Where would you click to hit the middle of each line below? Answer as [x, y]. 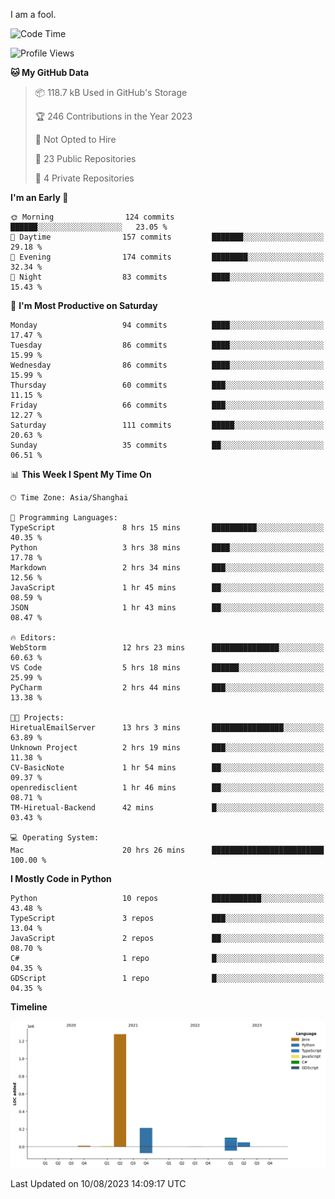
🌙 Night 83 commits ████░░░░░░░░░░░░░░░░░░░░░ [167, 277]
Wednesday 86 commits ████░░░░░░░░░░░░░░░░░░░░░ [167, 365]
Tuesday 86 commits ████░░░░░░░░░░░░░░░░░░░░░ [167, 345]
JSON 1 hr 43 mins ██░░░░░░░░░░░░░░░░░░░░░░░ [167, 608]
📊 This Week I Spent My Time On [81, 474]
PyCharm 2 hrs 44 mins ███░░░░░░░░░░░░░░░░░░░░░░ [167, 688]
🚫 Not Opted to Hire [75, 139]
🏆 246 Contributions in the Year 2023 [113, 116]
